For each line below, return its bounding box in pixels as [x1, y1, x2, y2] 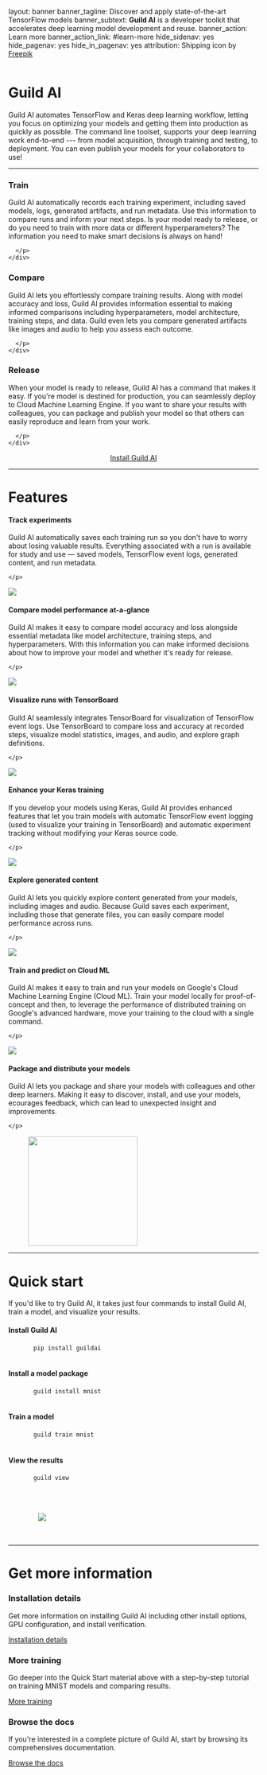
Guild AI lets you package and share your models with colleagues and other [8, 1082, 256, 1091]
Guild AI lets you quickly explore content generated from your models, [8, 893, 238, 903]
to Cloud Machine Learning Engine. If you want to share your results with [8, 399, 247, 409]
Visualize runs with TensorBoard [8, 695, 119, 705]
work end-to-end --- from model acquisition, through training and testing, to [8, 135, 258, 145]
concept [8, 1000, 36, 1009]
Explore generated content [8, 875, 99, 885]
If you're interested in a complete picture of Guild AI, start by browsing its [8, 1734, 249, 1744]
